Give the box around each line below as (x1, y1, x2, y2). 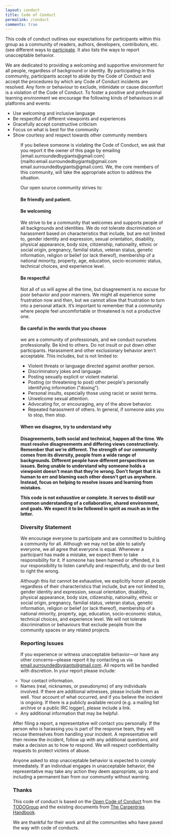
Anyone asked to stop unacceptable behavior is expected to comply (12, 758, 156, 764)
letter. (20, 511, 34, 517)
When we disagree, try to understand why (20, 424, 112, 430)
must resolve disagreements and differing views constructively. (20, 441, 159, 447)
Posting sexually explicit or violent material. (28, 374, 119, 380)
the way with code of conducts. (12, 824, 80, 831)
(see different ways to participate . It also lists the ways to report (5, 47, 139, 53)
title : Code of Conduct (5, 12, 56, 17)
